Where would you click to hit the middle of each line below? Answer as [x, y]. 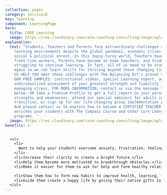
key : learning [20, 19]
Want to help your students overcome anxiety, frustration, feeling [91, 148]
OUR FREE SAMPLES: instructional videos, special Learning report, [85, 79]
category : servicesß [27, 14]
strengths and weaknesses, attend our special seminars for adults [85, 97]
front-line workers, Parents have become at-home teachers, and [82, 61]
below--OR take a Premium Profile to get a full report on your [82, 93]
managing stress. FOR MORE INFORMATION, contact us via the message [86, 88]
